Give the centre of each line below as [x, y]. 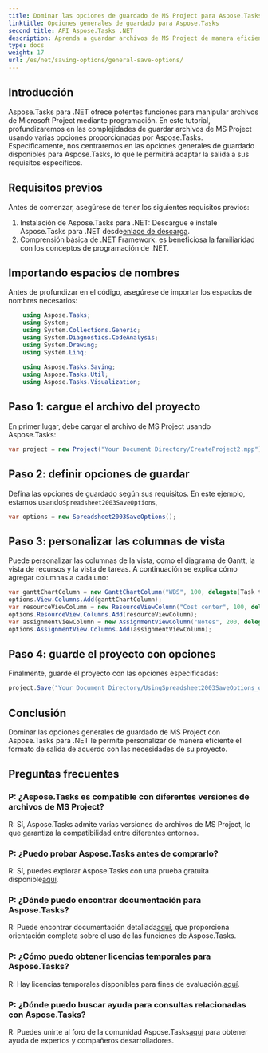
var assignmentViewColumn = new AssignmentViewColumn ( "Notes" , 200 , [124, 622]
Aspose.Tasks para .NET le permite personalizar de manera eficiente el [125, 740]
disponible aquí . [33, 879]
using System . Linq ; [55, 352]
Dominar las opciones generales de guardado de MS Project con [114, 732]
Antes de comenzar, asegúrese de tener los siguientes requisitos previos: [129, 207]
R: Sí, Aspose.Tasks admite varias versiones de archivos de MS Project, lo [130, 824]
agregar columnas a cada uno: [59, 578]
